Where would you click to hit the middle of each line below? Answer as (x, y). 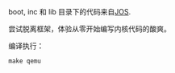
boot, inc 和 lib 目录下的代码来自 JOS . (70, 12)
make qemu (25, 61)
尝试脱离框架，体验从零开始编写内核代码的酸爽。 (90, 29)
